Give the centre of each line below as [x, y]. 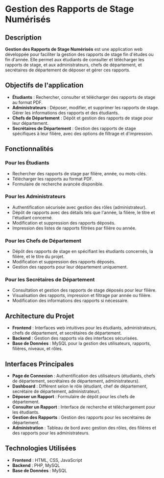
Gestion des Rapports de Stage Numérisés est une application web [74, 49]
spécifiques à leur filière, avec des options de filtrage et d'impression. [82, 134]
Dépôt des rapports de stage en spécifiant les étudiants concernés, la [82, 251]
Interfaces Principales [40, 364]
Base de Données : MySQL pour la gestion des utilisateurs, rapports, [82, 343]
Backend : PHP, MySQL [36, 465]
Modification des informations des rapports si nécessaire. [70, 301]
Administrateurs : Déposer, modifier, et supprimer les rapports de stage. [85, 107]
